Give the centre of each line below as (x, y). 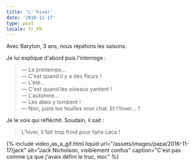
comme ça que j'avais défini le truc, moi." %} (63, 157)
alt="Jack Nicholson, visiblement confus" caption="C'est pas (104, 150)
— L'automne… (40, 95)
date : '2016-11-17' (31, 18)
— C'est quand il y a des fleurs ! (61, 76)
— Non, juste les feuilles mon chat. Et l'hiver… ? (81, 109)
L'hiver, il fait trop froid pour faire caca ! (71, 132)
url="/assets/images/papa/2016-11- (145, 144)
